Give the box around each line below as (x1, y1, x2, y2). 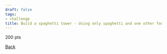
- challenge (5, 16, 30, 21)
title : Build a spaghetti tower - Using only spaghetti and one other (5, 21, 155, 26)
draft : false (5, 7, 32, 12)
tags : (5, 12, 16, 17)
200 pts (5, 34, 21, 40)
